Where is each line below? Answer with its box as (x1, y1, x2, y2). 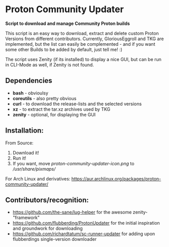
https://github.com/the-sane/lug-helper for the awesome (12, 209, 132, 215)
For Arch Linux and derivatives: (5, 175, 71, 181)
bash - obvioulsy (12, 90, 49, 96)
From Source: (5, 140, 34, 146)
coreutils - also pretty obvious (12, 95, 77, 101)
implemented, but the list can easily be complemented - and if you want (5, 41, 156, 47)
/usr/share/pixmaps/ (12, 166, 56, 172)
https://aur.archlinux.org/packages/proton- (71, 175, 161, 181)
